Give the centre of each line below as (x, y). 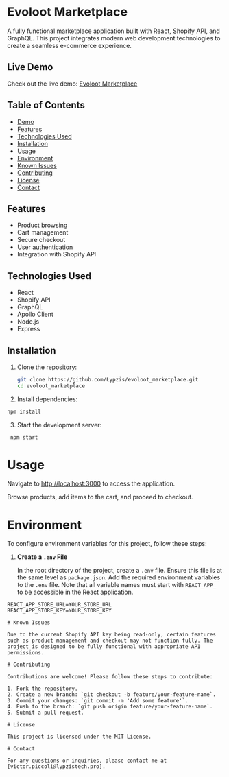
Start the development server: (59, 425)
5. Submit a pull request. (46, 713)
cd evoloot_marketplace (51, 386)
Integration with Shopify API (57, 254)
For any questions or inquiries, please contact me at (87, 761)
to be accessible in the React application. (75, 592)
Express (28, 329)
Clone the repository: (47, 367)
